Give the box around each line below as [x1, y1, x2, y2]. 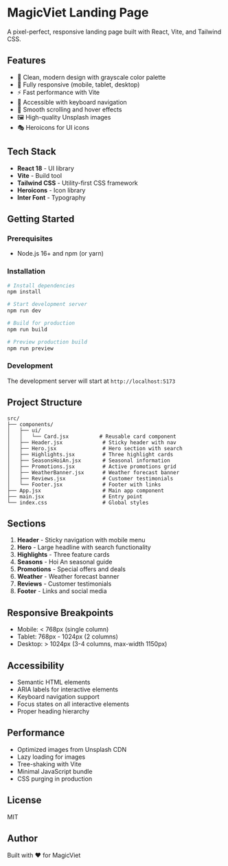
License [7, 795, 42, 806]
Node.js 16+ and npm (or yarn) [16, 249, 104, 258]
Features [7, 55, 46, 67]
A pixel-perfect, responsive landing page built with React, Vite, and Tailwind [7, 27, 222, 36]
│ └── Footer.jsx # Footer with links [7, 481, 161, 488]
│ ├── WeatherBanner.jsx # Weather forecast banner [7, 469, 180, 476]
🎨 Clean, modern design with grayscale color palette [16, 73, 166, 81]
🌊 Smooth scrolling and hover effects [16, 105, 122, 113]
